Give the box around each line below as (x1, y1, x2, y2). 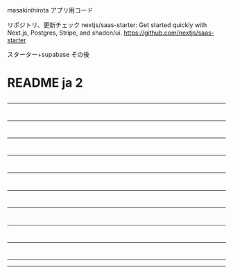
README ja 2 (7, 75, 83, 91)
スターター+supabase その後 (7, 51, 90, 58)
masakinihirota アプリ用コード (7, 6, 94, 14)
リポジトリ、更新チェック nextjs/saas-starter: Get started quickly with (7, 21, 207, 29)
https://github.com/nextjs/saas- (123, 28, 215, 37)
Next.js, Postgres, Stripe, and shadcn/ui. (7, 28, 123, 37)
